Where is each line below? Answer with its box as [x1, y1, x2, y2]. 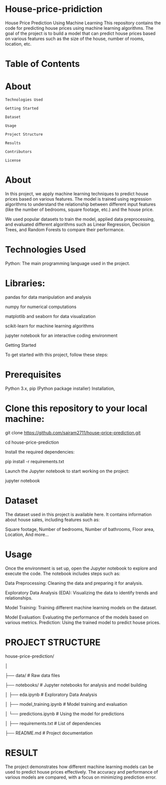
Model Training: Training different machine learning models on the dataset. [5, 604, 157, 610]
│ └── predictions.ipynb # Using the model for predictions [5, 711, 124, 717]
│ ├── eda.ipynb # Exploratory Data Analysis [5, 691, 97, 697]
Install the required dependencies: [5, 449, 75, 455]
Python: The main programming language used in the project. [5, 260, 130, 266]
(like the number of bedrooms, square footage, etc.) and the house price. [5, 207, 154, 212]
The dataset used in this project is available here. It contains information [5, 511, 152, 517]
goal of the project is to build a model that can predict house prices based [5, 30, 156, 36]
